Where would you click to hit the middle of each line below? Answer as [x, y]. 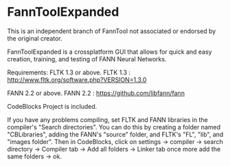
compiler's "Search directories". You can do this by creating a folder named [114, 127]
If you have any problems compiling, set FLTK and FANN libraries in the [107, 120]
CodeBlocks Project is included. [52, 106]
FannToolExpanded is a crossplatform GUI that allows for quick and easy [110, 52]
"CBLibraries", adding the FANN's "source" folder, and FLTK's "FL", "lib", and [115, 134]
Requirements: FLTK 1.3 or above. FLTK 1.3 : [69, 72]
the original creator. [35, 38]
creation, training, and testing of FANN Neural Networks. [87, 59]
